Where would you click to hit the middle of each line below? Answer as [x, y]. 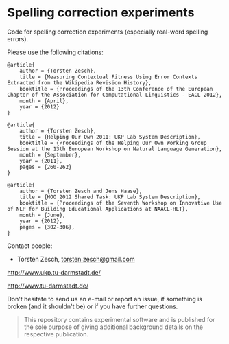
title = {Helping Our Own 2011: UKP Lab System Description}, [110, 137]
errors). [18, 38]
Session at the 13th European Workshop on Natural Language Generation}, [115, 149]
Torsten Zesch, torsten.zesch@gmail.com [76, 259]
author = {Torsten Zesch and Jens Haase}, [81, 191]
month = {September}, [50, 155]
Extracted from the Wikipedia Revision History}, [80, 83]
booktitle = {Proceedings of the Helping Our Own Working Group [113, 143]
